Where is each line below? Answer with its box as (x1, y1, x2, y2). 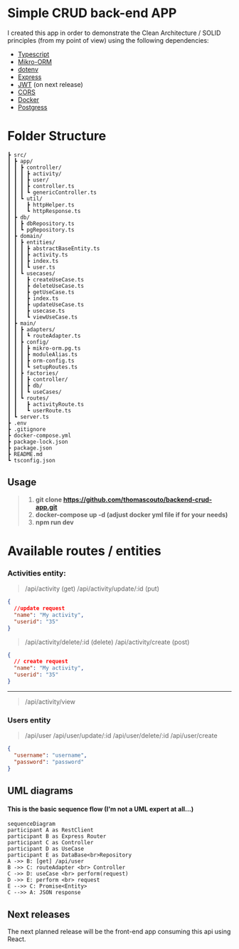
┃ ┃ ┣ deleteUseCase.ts (7, 282, 84, 289)
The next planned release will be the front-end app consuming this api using (7, 928, 231, 936)
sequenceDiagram (7, 821, 55, 828)
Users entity (7, 715, 51, 725)
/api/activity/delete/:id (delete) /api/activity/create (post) (24, 638, 190, 646)
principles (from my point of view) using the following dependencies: (7, 36, 209, 44)
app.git (35, 502, 58, 511)
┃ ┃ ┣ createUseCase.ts (7, 276, 84, 283)
